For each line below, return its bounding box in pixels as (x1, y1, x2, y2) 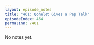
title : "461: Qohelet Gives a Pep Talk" (5, 12, 90, 17)
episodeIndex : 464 (5, 16, 43, 21)
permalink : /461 (5, 21, 39, 26)
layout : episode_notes (5, 7, 52, 12)
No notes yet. (5, 34, 33, 40)
